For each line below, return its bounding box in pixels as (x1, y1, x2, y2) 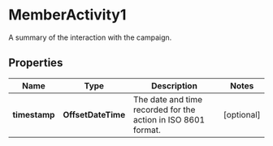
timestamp (12, 109, 55, 120)
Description (151, 79, 197, 91)
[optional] (223, 109, 261, 120)
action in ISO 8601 (132, 114, 206, 125)
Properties (8, 56, 63, 70)
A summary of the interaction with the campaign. (8, 32, 172, 42)
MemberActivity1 (8, 6, 127, 24)
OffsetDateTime (63, 109, 126, 120)
